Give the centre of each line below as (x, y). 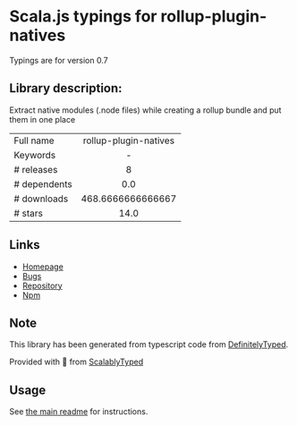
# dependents (43, 183)
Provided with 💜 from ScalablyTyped (76, 362)
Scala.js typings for (83, 17)
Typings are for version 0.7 (59, 60)
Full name (34, 140)
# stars (28, 213)
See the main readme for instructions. (79, 412)
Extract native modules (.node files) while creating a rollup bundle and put (145, 110)
